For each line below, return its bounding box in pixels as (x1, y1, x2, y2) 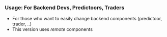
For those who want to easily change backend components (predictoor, (12, 16, 162, 22)
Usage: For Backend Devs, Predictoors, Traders (5, 4, 125, 11)
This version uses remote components (12, 26, 93, 32)
